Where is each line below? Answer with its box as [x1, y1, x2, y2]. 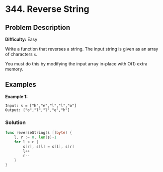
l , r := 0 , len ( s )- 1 [14, 135, 57, 140]
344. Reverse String [5, 3, 89, 15]
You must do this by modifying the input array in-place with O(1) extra [5, 61, 148, 66]
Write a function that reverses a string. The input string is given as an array [5, 46, 159, 52]
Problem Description [5, 23, 71, 32]
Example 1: [5, 93, 28, 100]
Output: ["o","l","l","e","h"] [5, 108, 70, 113]
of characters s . [5, 51, 38, 57]
